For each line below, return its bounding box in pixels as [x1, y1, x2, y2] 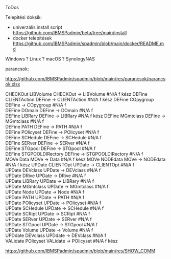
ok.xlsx [5, 81, 20, 87]
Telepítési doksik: [5, 14, 42, 20]
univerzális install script [12, 24, 63, 30]
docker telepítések [12, 35, 52, 41]
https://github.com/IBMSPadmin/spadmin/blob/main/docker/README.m [12, 40, 164, 47]
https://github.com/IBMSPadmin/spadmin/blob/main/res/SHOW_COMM [5, 248, 156, 254]
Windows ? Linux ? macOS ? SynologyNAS [5, 56, 95, 62]
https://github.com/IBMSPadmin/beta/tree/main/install [12, 30, 127, 35]
